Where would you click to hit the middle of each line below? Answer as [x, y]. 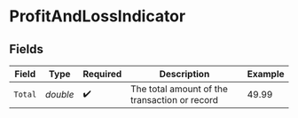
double [59, 94]
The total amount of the [179, 89]
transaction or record [174, 100]
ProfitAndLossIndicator [98, 16]
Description [184, 74]
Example [266, 74]
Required [102, 74]
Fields [27, 49]
